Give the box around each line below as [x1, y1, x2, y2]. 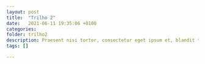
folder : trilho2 [6, 32, 48, 38]
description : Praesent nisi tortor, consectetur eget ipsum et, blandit [6, 37, 195, 43]
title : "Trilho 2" [6, 15, 56, 21]
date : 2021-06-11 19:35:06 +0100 [6, 20, 97, 26]
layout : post [6, 9, 40, 15]
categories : [6, 26, 37, 32]
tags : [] [6, 43, 29, 49]
